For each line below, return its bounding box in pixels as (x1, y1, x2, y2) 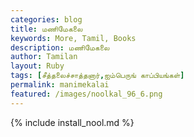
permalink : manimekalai (10, 80, 110, 90)
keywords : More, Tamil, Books (10, 33, 137, 43)
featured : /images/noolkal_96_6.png (10, 89, 163, 99)
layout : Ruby (10, 61, 65, 71)
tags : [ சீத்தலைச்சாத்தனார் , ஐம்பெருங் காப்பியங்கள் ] (10, 71, 185, 81)
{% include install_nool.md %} (10, 116, 135, 128)
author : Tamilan (10, 52, 78, 62)
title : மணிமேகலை (10, 24, 83, 34)
